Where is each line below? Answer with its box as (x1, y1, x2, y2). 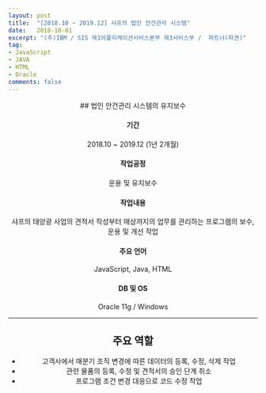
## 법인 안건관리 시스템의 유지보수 (80, 101, 186, 110)
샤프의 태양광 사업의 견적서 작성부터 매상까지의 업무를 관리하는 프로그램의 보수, (11, 217, 255, 227)
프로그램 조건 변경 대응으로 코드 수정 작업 (75, 376, 203, 386)
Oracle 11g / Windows (97, 302, 169, 311)
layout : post (8, 11, 51, 20)
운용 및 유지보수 (108, 177, 158, 187)
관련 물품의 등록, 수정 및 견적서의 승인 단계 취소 (66, 366, 212, 376)
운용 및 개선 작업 (108, 227, 158, 236)
